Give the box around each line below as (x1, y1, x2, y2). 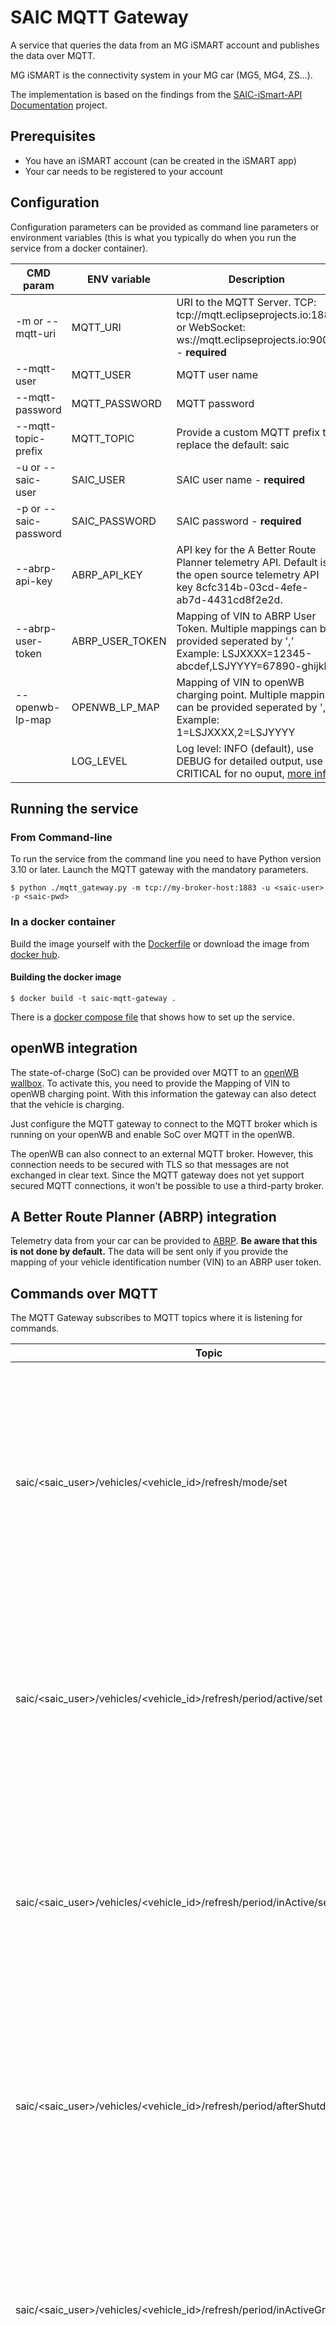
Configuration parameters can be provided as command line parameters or (10, 221, 320, 233)
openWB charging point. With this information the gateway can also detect (10, 1087, 317, 1100)
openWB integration (10, 1040, 138, 1057)
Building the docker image (10, 971, 122, 983)
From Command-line (10, 830, 113, 844)
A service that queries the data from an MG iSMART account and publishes (10, 39, 320, 51)
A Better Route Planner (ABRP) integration (10, 1208, 277, 1225)
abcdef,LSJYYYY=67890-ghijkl (176, 659, 327, 673)
